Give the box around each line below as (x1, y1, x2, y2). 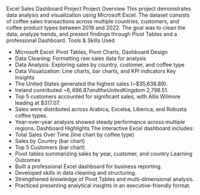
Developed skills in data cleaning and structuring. (14, 169, 137, 176)
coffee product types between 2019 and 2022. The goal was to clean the (6, 24, 186, 31)
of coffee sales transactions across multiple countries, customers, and (6, 18, 180, 25)
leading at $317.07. (14, 99, 61, 106)
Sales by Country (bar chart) (14, 138, 85, 144)
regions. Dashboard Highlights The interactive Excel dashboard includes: (14, 125, 195, 132)
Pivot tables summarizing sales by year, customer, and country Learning (14, 150, 193, 157)
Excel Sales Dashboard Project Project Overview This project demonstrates (6, 5, 192, 12)
